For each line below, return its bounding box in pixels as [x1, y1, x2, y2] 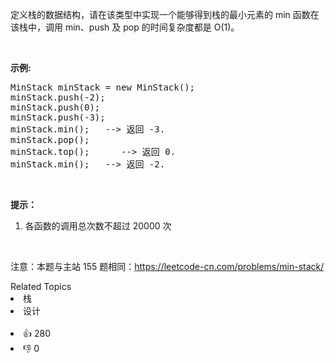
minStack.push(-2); [10, 92, 106, 103]
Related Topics [10, 281, 72, 292]
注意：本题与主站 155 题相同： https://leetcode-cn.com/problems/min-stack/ [10, 261, 325, 272]
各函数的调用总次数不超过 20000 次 [24, 220, 172, 232]
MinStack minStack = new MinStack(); [10, 82, 196, 93]
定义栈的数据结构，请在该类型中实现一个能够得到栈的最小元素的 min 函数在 [10, 9, 320, 20]
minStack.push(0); [10, 102, 101, 113]
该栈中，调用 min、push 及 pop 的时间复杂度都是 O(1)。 [10, 21, 240, 33]
